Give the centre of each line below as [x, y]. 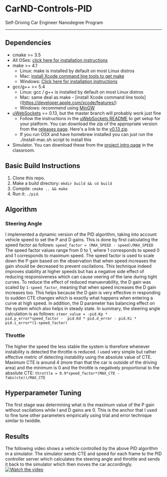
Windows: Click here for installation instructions [69, 81]
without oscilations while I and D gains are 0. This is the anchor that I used [81, 410]
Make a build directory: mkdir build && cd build [62, 183]
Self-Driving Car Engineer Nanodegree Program [54, 22]
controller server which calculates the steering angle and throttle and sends [83, 459]
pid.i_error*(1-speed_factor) [37, 323]
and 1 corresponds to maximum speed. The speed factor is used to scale [80, 256]
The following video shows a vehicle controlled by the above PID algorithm [82, 449]
